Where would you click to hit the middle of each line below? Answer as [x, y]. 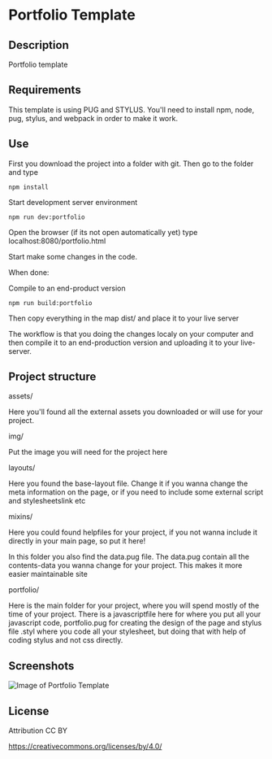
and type [24, 172]
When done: [29, 272]
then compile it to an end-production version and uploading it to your [124, 342]
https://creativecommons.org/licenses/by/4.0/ [85, 747]
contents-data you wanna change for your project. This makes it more [125, 565]
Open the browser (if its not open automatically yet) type [103, 232]
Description [39, 45]
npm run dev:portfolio [47, 217]
